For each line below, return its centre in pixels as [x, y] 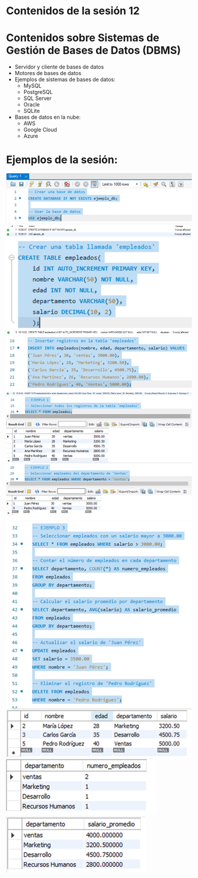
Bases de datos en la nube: [47, 117]
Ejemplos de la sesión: [62, 160]
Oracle [32, 105]
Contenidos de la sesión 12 [73, 11]
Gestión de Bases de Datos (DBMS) [94, 51]
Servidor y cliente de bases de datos [59, 67]
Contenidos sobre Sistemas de [83, 38]
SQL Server [37, 98]
